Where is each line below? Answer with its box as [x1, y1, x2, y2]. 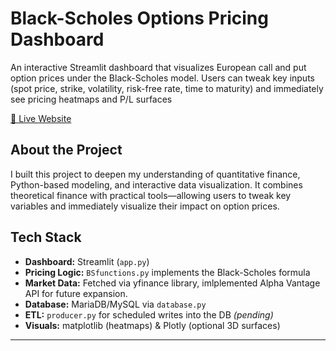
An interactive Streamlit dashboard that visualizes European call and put [10, 61, 307, 73]
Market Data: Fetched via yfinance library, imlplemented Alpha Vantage [24, 277, 321, 289]
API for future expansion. [24, 287, 128, 299]
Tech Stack [10, 229, 82, 246]
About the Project [10, 142, 123, 159]
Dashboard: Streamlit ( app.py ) [24, 255, 150, 267]
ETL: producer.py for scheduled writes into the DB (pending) [24, 308, 274, 321]
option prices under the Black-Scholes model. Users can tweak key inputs [10, 72, 315, 84]
